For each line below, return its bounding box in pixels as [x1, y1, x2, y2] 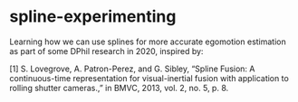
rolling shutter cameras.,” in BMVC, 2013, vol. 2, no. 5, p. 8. [9, 82, 229, 93]
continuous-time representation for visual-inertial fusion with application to [9, 72, 290, 83]
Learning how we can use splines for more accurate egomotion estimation [9, 36, 287, 47]
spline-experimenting [9, 6, 177, 27]
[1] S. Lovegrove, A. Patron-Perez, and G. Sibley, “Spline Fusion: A [9, 63, 255, 74]
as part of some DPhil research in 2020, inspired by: [9, 45, 204, 56]
